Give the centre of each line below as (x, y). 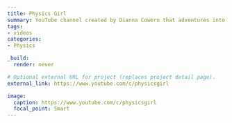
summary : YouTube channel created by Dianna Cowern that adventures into (116, 20)
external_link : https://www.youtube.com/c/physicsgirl (88, 84)
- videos (20, 33)
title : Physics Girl (37, 13)
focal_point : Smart (42, 109)
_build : (18, 58)
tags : (15, 26)
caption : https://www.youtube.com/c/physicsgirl (85, 102)
